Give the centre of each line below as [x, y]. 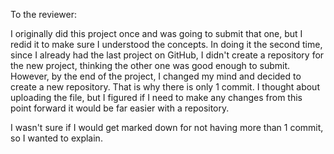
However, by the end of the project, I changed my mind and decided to [156, 76]
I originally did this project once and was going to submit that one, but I [156, 33]
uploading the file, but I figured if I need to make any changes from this [156, 97]
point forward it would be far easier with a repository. [120, 108]
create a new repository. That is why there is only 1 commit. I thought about [165, 87]
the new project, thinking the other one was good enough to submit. [150, 65]
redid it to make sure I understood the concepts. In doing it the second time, [166, 44]
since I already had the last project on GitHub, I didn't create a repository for [167, 55]
